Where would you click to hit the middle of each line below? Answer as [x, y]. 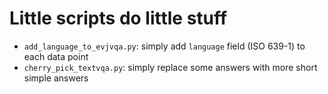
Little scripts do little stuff [118, 18]
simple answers [56, 78]
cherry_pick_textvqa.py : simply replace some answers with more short [170, 67]
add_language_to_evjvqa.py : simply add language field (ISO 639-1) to [164, 46]
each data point [56, 56]
